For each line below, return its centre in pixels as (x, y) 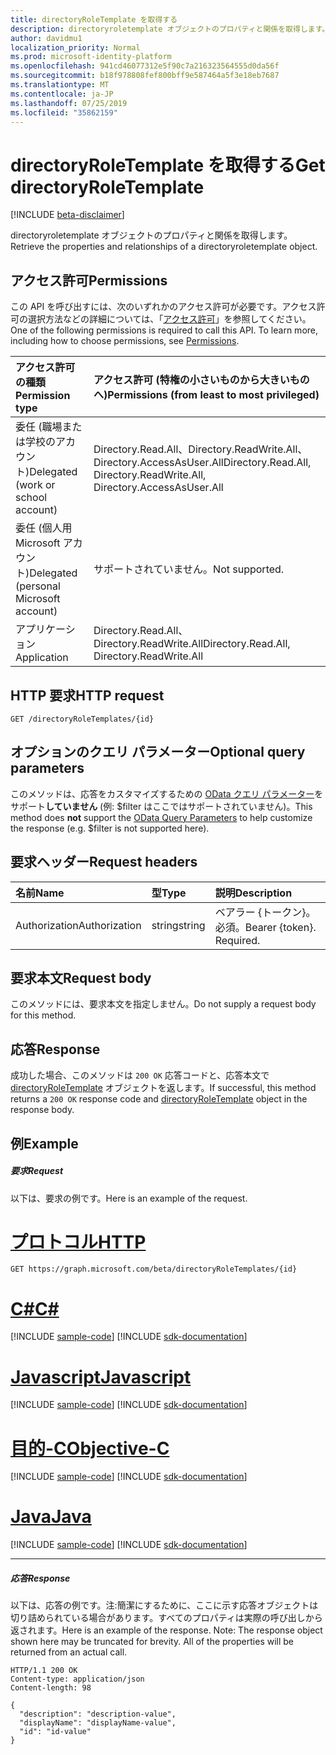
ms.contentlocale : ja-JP (62, 94)
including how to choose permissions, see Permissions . (125, 341)
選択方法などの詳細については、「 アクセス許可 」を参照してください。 (169, 319)
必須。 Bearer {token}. (265, 927)
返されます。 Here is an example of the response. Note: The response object (166, 1630)
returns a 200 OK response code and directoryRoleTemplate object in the (159, 1099)
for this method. (43, 1015)
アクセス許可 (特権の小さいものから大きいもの (201, 380)
